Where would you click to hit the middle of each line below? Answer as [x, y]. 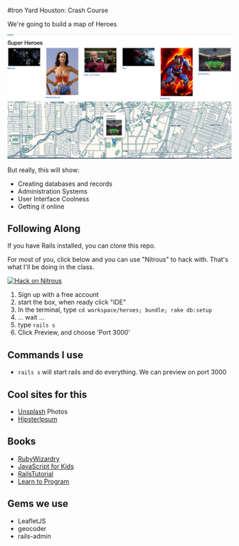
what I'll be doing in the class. [51, 267]
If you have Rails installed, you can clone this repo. [82, 246]
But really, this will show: [43, 169]
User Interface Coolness [53, 199]
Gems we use [38, 504]
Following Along [44, 228]
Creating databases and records [65, 184]
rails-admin [34, 536]
